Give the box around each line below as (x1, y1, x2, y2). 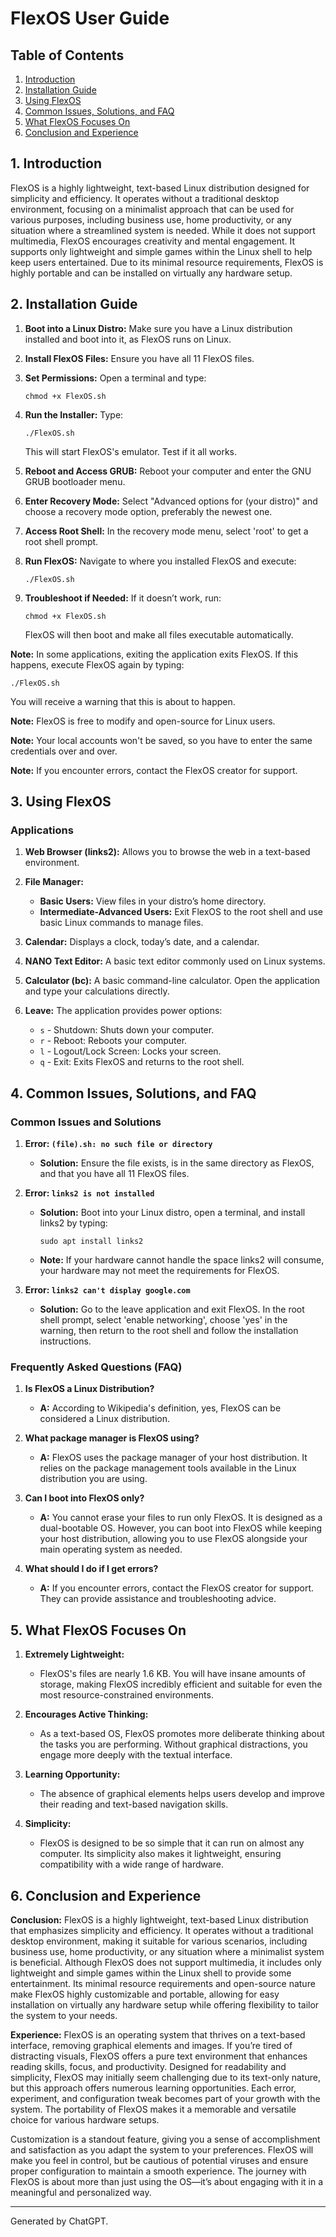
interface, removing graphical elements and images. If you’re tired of (10, 2039, 293, 2051)
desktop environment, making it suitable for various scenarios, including (10, 1935, 308, 1947)
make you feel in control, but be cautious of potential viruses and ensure (10, 2154, 309, 2166)
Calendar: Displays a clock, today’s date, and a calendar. (24, 936, 260, 948)
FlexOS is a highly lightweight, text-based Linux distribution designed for (10, 182, 310, 194)
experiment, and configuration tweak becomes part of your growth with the (10, 2092, 321, 2104)
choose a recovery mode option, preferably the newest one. (24, 505, 273, 517)
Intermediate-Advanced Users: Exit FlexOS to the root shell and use (39, 906, 323, 918)
